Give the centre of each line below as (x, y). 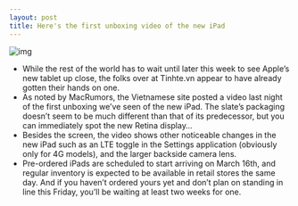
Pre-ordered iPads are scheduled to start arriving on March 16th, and (149, 163)
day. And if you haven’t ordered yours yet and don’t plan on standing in (153, 182)
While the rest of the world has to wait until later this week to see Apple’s (156, 69)
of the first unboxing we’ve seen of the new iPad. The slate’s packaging (153, 106)
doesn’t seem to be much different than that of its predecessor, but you (153, 116)
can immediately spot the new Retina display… (108, 125)
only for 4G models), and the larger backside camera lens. (129, 153)
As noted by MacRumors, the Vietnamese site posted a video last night (152, 97)
